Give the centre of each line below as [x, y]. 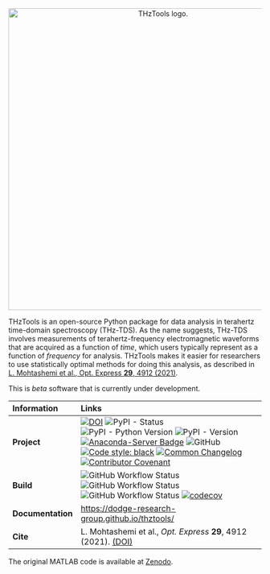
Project [27, 442]
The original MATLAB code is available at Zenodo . [91, 562]
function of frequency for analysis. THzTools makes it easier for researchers [135, 356]
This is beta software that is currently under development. [104, 388]
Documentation [43, 513]
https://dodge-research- [129, 508]
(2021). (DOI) [107, 541]
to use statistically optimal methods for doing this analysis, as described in [131, 364]
